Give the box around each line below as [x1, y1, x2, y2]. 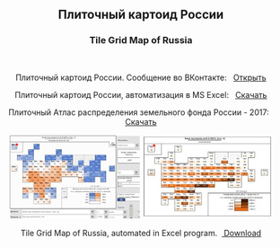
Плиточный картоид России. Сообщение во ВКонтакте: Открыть [15, 72, 267, 83]
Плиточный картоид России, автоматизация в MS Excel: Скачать [14, 89, 267, 100]
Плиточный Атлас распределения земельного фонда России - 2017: [7, 107, 270, 118]
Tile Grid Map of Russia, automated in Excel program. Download [20, 227, 262, 238]
